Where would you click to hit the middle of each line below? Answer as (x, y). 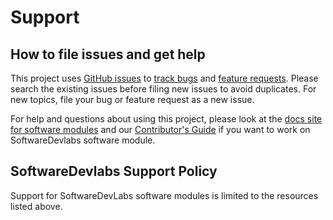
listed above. (36, 206)
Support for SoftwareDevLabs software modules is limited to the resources (164, 195)
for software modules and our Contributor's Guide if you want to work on (160, 129)
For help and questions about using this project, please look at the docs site (166, 119)
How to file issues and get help (108, 54)
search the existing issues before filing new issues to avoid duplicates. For (163, 89)
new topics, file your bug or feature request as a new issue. (132, 99)
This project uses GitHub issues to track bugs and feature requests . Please (164, 78)
